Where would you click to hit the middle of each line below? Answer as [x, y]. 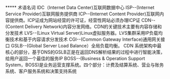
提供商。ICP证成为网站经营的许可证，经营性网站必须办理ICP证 [75, 20]
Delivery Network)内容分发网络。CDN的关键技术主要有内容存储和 [93, 27]
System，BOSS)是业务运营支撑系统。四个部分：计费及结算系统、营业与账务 [85, 65]
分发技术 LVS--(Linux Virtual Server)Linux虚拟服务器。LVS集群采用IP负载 [82, 33]
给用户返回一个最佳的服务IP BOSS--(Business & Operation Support [75, 58]
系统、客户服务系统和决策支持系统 [41, 71]
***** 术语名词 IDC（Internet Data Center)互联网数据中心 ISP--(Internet [80, 7]
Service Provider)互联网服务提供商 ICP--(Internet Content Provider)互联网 [82, 14]
